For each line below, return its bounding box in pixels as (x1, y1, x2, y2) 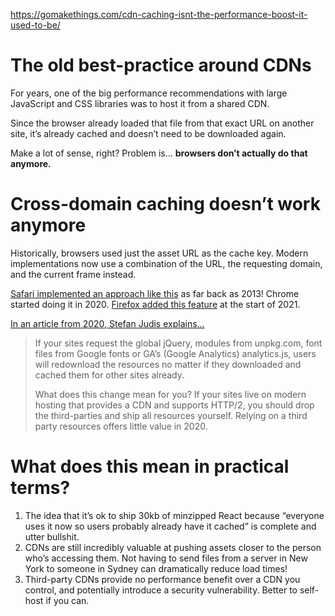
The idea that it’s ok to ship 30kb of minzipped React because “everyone (24, 509, 325, 521)
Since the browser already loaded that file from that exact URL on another (10, 117, 315, 129)
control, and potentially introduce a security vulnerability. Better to (24, 584, 298, 596)
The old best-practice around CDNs (10, 54, 312, 77)
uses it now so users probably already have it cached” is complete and (24, 520, 317, 532)
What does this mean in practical (10, 455, 290, 478)
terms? (10, 477, 71, 499)
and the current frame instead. (10, 268, 137, 280)
